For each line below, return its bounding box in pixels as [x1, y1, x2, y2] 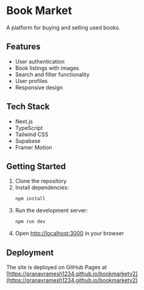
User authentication [15, 57, 65, 65]
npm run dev [15, 219, 46, 225]
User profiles [15, 77, 48, 84]
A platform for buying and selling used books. [6, 24, 120, 31]
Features [6, 42, 41, 52]
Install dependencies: [15, 184, 69, 191]
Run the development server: [15, 207, 88, 214]
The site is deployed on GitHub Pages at [6, 263, 108, 270]
